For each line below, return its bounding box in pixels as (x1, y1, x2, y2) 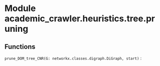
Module (4, 3, 36, 14)
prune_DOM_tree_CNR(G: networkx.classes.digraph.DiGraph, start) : (4, 55, 142, 61)
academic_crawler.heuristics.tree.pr (4, 13, 155, 24)
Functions (4, 42, 36, 51)
